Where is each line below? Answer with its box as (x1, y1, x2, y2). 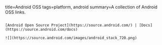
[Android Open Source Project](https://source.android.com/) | (5, 23, 137, 28)
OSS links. (5, 9, 26, 15)
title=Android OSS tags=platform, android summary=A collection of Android (5, 4, 158, 10)
